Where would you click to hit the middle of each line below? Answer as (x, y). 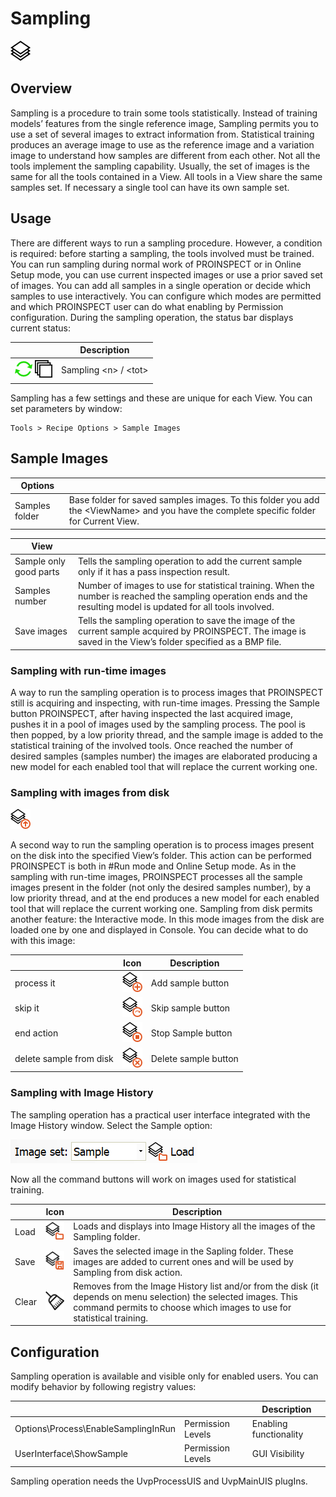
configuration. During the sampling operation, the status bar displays (152, 317)
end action (36, 1033)
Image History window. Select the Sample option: (111, 1125)
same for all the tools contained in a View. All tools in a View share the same (166, 176)
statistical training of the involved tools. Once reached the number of (152, 745)
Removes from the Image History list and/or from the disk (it (196, 1286)
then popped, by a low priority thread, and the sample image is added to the (167, 734)
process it (35, 983)
